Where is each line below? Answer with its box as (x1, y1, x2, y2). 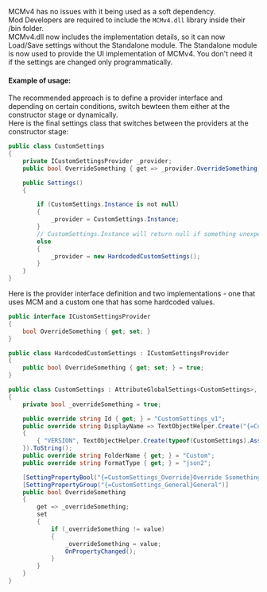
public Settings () (22, 179, 83, 187)
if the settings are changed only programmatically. (8, 57, 173, 67)
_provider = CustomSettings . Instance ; (50, 215, 180, 223)
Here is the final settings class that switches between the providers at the (8, 118, 249, 128)
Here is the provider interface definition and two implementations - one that (8, 289, 256, 299)
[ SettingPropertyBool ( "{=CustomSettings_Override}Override (22, 473, 222, 482)
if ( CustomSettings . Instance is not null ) (37, 200, 180, 209)
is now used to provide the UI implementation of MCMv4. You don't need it (8, 49, 253, 58)
